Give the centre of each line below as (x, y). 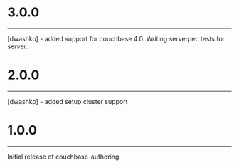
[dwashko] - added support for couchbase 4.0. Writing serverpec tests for (116, 38)
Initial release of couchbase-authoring (63, 157)
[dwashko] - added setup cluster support (68, 101)
